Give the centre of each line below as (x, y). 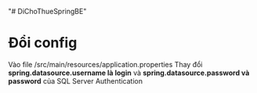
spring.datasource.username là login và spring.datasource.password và (129, 73)
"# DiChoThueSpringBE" (47, 11)
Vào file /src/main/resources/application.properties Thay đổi (105, 64)
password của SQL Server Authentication (76, 80)
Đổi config (43, 43)
